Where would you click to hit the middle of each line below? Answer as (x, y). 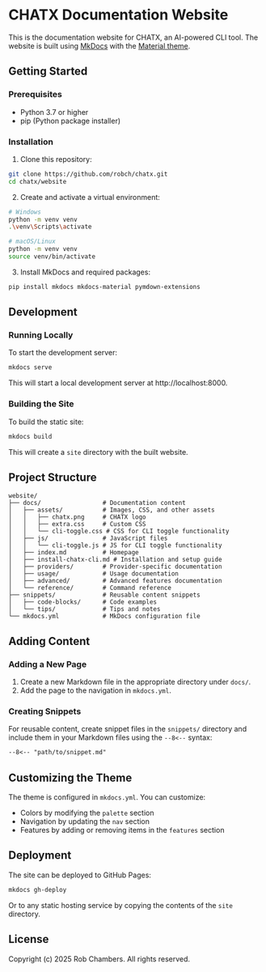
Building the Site (41, 404)
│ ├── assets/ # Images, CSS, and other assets (112, 510)
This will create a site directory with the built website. (98, 452)
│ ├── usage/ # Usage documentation (94, 574)
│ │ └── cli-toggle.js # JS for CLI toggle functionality (115, 545)
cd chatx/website (38, 181)
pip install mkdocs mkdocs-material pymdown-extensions (104, 287)
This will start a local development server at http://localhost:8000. (118, 383)
